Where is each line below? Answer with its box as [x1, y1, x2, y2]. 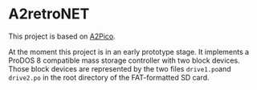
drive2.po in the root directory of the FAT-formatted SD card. [8, 72, 210, 82]
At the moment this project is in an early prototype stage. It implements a [8, 47, 250, 56]
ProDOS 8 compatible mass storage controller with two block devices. [8, 55, 240, 65]
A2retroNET [8, 5, 90, 23]
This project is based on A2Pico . [8, 31, 116, 41]
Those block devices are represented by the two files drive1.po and [8, 63, 231, 73]
